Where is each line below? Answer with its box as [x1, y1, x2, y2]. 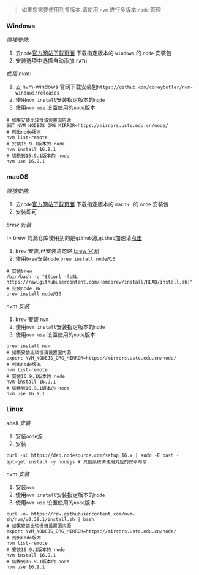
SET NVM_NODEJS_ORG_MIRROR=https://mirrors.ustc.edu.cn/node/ [6, 123, 168, 129]
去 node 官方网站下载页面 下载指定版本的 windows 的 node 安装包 [15, 49, 171, 57]
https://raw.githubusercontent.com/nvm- [31, 511, 136, 517]
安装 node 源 [15, 432, 43, 439]
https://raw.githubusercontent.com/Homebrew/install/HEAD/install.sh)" [6, 279, 193, 285]
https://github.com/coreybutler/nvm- [97, 84, 193, 91]
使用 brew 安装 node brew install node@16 [15, 255, 116, 262]
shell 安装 [6, 419, 31, 426]
